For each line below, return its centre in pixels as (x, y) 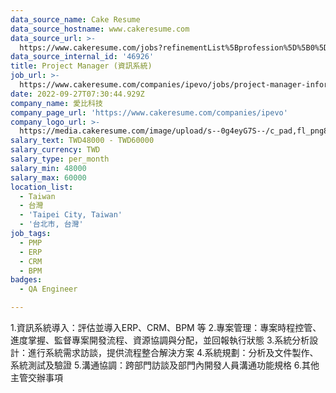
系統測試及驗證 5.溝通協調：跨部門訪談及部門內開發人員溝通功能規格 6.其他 (165, 365)
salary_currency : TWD (55, 150)
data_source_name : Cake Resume (75, 19)
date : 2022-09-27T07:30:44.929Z (77, 94)
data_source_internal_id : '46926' (82, 57)
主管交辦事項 (36, 377)
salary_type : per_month (60, 159)
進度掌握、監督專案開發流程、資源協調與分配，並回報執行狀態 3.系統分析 (160, 340)
